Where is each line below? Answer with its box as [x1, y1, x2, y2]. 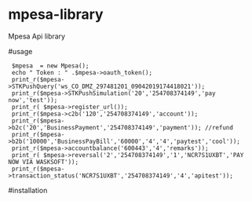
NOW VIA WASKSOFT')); [8, 158, 79, 166]
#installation [8, 185, 48, 195]
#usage [8, 46, 33, 56]
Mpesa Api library [8, 31, 65, 41]
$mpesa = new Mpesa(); [11, 61, 89, 70]
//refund [204, 123, 234, 131]
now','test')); [8, 96, 58, 104]
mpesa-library [8, 5, 104, 24]
